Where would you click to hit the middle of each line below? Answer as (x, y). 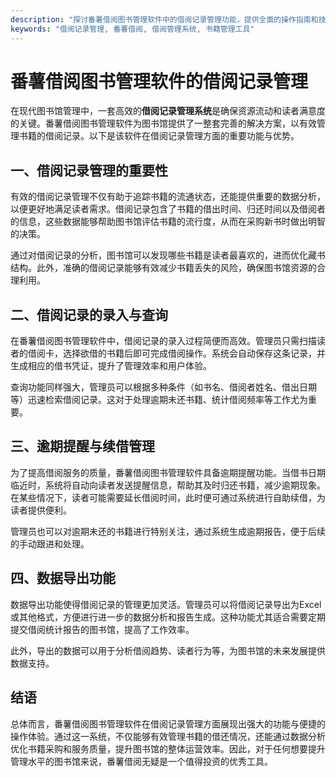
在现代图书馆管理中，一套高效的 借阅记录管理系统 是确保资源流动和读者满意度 (168, 111)
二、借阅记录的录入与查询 (89, 314)
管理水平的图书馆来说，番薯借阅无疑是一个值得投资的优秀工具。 (141, 761)
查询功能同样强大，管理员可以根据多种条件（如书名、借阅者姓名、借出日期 (163, 387)
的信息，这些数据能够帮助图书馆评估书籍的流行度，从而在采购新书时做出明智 (168, 222)
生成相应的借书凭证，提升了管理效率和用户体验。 (111, 366)
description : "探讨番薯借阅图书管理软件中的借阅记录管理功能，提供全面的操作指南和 (164, 19)
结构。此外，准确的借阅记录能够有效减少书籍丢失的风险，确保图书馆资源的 (163, 268)
